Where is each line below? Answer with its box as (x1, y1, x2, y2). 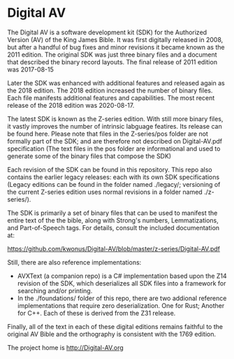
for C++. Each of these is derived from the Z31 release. (17, 309, 176, 317)
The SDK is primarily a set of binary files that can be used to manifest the (7, 209, 218, 217)
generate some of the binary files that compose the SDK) (7, 152, 172, 160)
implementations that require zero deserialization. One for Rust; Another (17, 301, 225, 309)
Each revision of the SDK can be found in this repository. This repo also (7, 165, 212, 174)
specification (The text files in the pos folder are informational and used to (7, 144, 221, 153)
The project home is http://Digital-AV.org (7, 343, 124, 351)
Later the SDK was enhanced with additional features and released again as (7, 78, 225, 87)
